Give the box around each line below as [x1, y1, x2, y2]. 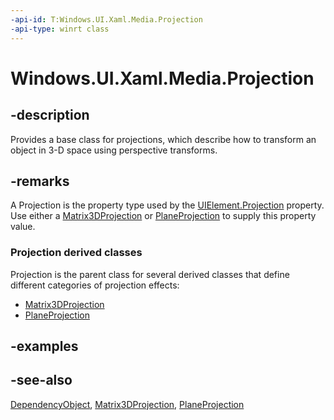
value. [10, 221, 36, 233]
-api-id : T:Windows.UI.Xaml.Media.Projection [10, 14, 203, 25]
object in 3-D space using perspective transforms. [10, 144, 218, 156]
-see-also [10, 372, 73, 389]
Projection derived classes [10, 246, 143, 260]
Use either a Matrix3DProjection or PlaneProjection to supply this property [10, 210, 317, 222]
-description [10, 107, 90, 124]
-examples [10, 338, 79, 355]
